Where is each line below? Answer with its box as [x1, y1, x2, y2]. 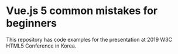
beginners [6, 16, 57, 30]
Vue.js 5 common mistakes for [6, 4, 158, 18]
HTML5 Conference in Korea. [6, 42, 77, 49]
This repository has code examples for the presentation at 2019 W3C [6, 36, 173, 43]
